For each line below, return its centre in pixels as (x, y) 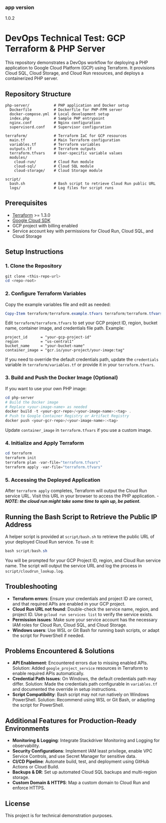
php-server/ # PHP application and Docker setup (67, 106)
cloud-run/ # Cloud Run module (54, 162)
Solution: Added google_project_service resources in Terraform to (80, 668)
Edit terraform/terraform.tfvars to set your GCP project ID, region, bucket (81, 323)
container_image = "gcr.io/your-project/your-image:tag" (65, 350)
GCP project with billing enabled (45, 225)
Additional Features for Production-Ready (71, 720)
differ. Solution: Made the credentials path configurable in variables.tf (85, 684)
